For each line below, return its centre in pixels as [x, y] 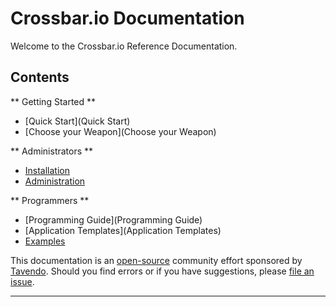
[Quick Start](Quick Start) [77, 121]
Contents [40, 77]
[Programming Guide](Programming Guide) [113, 219]
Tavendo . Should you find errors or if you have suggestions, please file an [162, 271]
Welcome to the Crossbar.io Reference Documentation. [124, 46]
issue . [22, 281]
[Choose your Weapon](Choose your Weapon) [120, 131]
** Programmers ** [50, 200]
